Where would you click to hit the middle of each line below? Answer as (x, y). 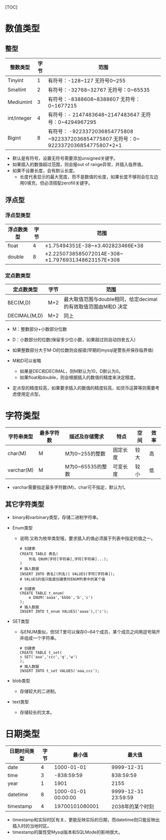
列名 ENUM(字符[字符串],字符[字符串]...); (69, 559)
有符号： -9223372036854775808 (90, 131)
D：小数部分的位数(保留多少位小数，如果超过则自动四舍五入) (74, 339)
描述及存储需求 (86, 436)
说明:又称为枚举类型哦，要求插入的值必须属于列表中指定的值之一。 (87, 538)
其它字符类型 (25, 504)
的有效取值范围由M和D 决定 (95, 307)
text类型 (21, 702)
